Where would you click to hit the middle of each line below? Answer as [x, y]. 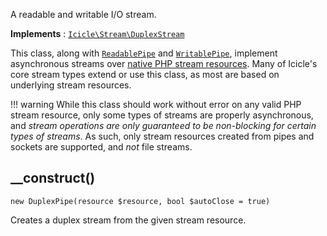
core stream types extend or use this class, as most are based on [145, 74]
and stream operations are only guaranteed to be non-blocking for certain [163, 125]
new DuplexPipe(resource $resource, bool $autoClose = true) [140, 201]
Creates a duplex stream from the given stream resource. [128, 220]
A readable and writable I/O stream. [83, 14]
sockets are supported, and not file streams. [101, 147]
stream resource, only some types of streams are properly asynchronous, [162, 115]
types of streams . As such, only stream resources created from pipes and [162, 136]
